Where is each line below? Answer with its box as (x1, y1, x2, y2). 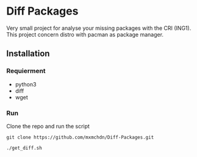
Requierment (6, 67, 46, 75)
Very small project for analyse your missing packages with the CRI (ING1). (6, 24, 192, 32)
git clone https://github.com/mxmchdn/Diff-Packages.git (6, 134, 154, 141)
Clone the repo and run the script (6, 122, 90, 130)
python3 (15, 80, 37, 88)
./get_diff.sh (6, 145, 43, 151)
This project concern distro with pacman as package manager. (6, 30, 163, 38)
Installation (6, 49, 50, 59)
